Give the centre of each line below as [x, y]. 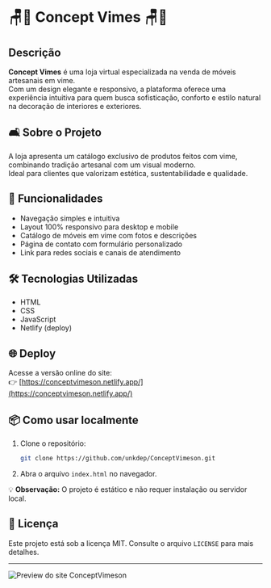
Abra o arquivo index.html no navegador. [88, 473]
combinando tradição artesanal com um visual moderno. [102, 165]
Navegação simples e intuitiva [70, 218]
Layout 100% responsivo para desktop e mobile [99, 227]
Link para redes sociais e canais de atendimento [100, 252]
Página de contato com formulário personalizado [101, 244]
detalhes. [24, 552]
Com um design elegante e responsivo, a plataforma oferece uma [117, 89]
